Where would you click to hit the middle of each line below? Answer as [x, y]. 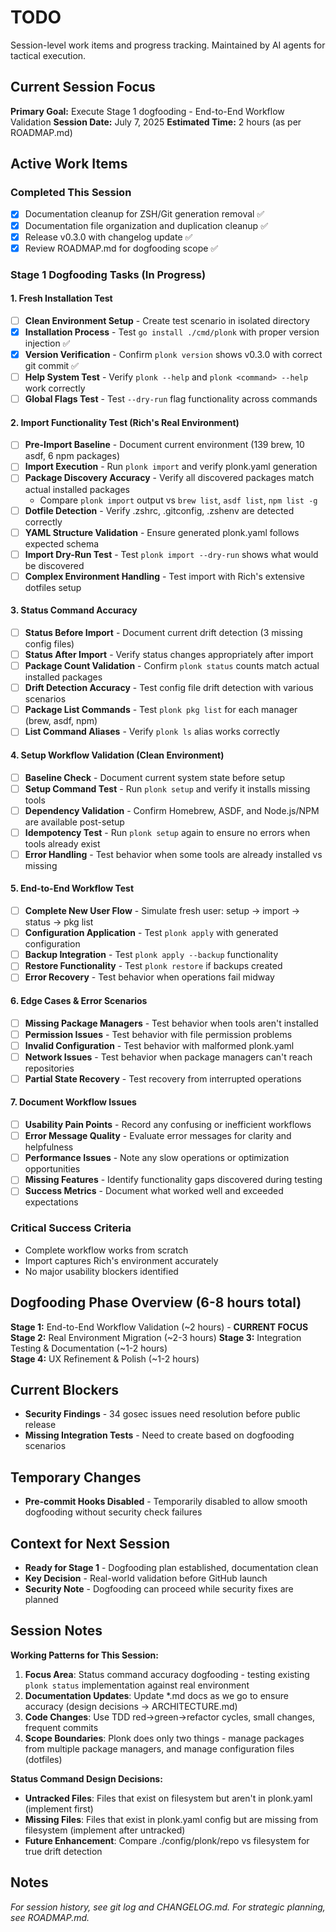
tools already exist [62, 843]
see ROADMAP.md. [50, 1917]
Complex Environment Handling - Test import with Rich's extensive [164, 576]
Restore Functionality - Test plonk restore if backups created [153, 966]
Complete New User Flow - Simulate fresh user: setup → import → [162, 911]
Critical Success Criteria [71, 1228]
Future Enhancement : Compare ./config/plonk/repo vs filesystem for [167, 1840]
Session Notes [56, 1631]
